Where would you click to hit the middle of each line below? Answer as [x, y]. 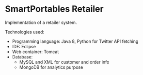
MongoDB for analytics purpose [51, 67]
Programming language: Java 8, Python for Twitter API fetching [75, 41]
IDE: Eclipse [24, 46]
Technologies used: [25, 32]
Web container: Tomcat [35, 52]
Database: [22, 56]
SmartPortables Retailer [54, 9]
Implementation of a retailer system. [41, 22]
